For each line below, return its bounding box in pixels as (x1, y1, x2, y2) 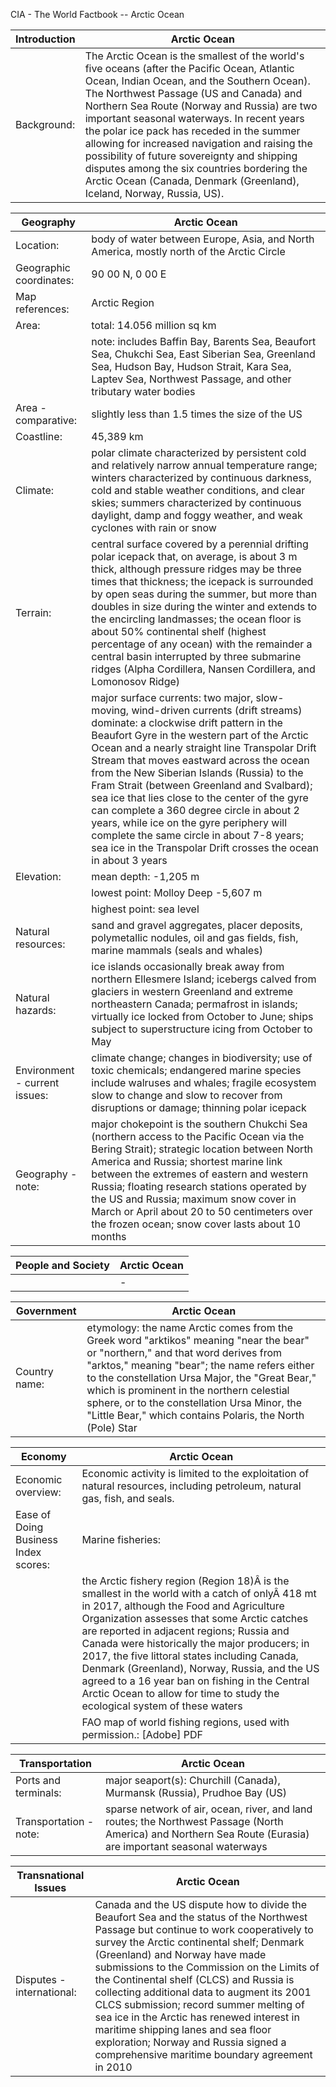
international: (15, 1985, 77, 1999)
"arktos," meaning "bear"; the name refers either (86, 1359, 315, 1372)
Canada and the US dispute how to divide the (94, 1898, 308, 1911)
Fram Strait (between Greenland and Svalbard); (91, 779, 313, 792)
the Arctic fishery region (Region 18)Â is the (81, 1574, 290, 1588)
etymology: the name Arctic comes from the (86, 1321, 293, 1334)
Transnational (16, 1869, 85, 1882)
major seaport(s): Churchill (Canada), (104, 1774, 281, 1787)
